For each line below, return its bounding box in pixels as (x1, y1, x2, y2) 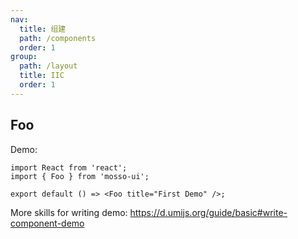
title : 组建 (19, 24, 67, 34)
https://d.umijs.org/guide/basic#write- (129, 206, 288, 218)
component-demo (10, 217, 85, 229)
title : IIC (19, 71, 65, 81)
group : (10, 52, 38, 62)
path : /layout (19, 61, 78, 71)
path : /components (19, 33, 97, 43)
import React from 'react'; (10, 162, 128, 173)
